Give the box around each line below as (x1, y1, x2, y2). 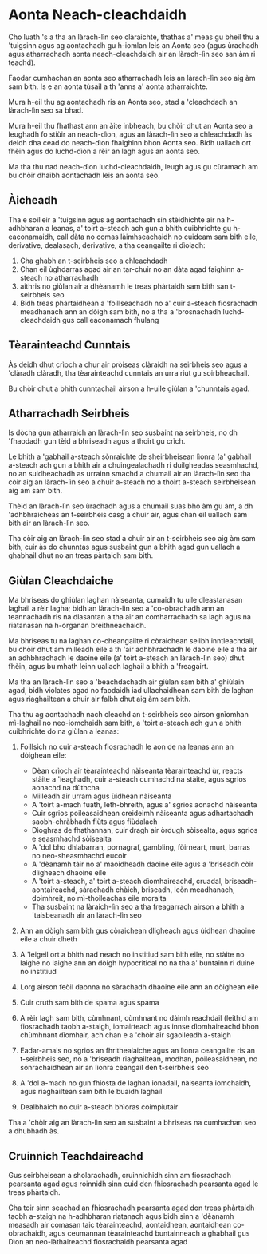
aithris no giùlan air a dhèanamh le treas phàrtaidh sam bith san (19, 281, 229, 291)
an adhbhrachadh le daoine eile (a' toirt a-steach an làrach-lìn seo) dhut (8, 653, 245, 663)
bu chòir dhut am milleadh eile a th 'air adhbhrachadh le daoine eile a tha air (8, 645, 257, 655)
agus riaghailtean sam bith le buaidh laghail (19, 1087, 163, 1097)
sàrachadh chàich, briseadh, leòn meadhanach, (79, 885, 235, 894)
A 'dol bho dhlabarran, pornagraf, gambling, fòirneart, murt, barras (31, 842, 251, 852)
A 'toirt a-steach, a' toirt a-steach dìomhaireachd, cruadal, (31, 877, 223, 886)
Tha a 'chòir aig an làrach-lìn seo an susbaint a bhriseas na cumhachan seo (8, 1117, 257, 1128)
